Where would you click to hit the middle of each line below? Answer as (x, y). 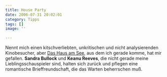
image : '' (16, 29)
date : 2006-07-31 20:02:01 (34, 15)
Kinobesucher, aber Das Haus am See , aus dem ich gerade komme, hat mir (83, 53)
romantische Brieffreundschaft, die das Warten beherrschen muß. (74, 69)
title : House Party (26, 10)
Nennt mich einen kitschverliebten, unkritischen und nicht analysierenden (82, 48)
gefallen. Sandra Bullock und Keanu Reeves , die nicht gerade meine (77, 58)
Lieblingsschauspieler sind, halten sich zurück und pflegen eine (72, 64)
